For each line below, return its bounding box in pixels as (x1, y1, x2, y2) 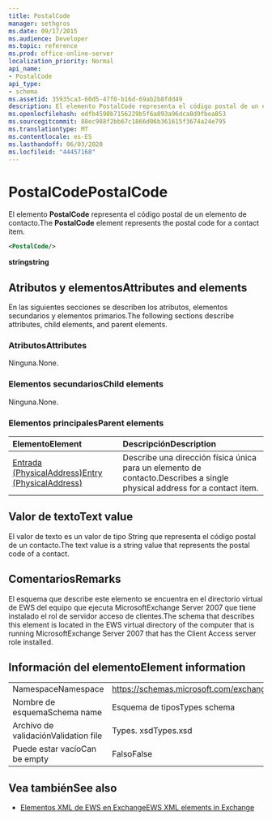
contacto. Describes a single (122, 472, 229, 483)
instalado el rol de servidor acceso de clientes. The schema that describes (8, 611, 255, 621)
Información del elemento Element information (8, 660, 246, 674)
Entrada (12, 456, 43, 468)
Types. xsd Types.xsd (112, 725, 193, 736)
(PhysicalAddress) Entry (12, 467, 103, 478)
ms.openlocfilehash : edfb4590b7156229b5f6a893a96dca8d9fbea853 (8, 110, 227, 119)
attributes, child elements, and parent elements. (8, 320, 168, 329)
